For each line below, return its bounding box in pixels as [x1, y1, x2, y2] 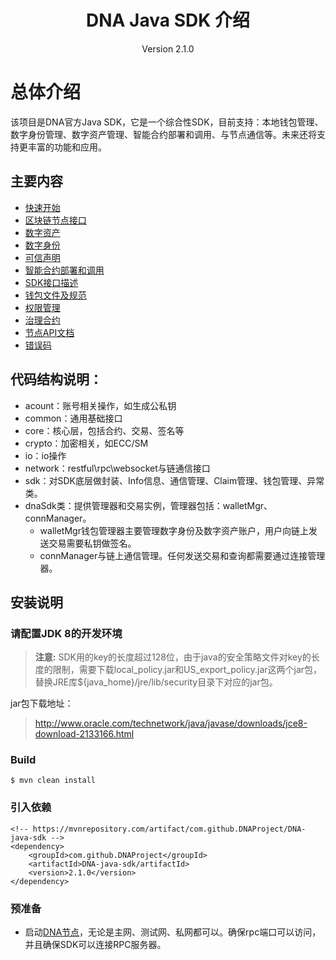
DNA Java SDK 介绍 [86, 9, 250, 32]
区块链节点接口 [24, 214, 87, 226]
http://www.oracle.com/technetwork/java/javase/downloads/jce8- [34, 717, 308, 730]
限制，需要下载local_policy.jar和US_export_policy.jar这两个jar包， [52, 664, 323, 676]
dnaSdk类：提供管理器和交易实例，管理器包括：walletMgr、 [24, 499, 273, 511]
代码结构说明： [10, 371, 103, 388]
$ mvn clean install [10, 776, 97, 786]
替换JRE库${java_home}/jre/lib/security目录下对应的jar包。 [34, 676, 278, 688]
